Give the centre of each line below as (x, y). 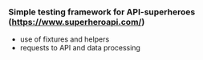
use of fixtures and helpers (65, 39)
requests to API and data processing (80, 48)
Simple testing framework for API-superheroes (102, 12)
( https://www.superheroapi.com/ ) (77, 22)
